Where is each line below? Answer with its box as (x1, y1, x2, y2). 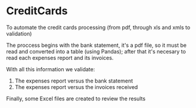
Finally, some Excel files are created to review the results (6, 95, 146, 102)
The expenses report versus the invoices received (14, 83, 138, 90)
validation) (6, 30, 32, 37)
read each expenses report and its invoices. (6, 54, 114, 61)
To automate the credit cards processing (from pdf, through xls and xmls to (6, 24, 191, 31)
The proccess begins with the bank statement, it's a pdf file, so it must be (6, 42, 186, 49)
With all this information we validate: (6, 65, 95, 72)
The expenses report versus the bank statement (14, 77, 133, 84)
